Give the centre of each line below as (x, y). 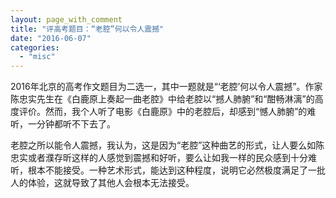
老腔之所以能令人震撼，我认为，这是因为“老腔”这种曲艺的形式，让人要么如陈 (167, 145)
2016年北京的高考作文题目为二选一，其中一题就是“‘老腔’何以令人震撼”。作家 (166, 87)
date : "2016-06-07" (51, 38)
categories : (35, 47)
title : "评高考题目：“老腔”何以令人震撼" (87, 29)
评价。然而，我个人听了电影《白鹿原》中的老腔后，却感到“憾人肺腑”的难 (167, 112)
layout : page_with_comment (66, 19)
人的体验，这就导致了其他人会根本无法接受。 (102, 183)
